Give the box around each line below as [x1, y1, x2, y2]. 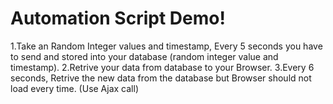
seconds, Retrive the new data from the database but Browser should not [10, 72, 312, 84]
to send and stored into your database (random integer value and [10, 50, 279, 62]
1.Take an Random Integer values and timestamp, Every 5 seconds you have [10, 40, 323, 52]
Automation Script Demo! [10, 7, 226, 30]
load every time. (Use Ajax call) [10, 82, 139, 94]
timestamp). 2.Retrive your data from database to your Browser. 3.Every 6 [10, 61, 315, 73]
